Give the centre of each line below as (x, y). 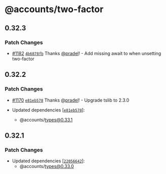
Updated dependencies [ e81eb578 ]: (48, 110)
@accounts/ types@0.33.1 (46, 119)
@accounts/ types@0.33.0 (47, 166)
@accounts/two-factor (54, 9)
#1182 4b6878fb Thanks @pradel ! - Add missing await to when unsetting (87, 53)
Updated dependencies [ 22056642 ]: (48, 161)
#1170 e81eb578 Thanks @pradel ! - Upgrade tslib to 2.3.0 (71, 100)
